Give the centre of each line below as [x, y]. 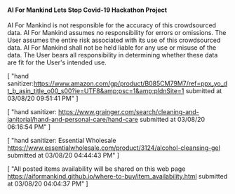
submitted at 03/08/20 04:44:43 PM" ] [63, 155]
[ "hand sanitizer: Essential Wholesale [62, 141]
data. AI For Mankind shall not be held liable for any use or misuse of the [112, 48]
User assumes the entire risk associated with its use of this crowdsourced [114, 40]
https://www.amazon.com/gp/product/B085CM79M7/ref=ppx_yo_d [130, 83]
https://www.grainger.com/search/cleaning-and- [129, 112]
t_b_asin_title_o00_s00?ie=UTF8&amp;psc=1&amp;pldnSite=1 [96, 91]
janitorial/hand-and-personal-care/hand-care [73, 120]
